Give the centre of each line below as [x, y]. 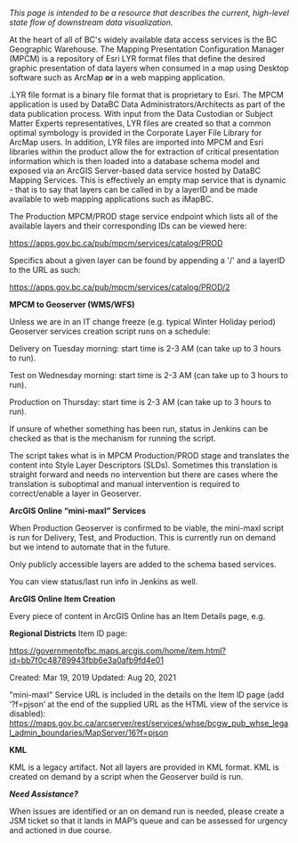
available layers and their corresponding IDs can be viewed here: [128, 226]
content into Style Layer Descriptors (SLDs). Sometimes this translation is [144, 465]
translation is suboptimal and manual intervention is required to [125, 484]
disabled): [28, 714]
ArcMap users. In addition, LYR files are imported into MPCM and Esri [137, 142]
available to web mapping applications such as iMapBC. [111, 199]
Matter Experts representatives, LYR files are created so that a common [140, 123]
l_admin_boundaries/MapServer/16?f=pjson [89, 732]
